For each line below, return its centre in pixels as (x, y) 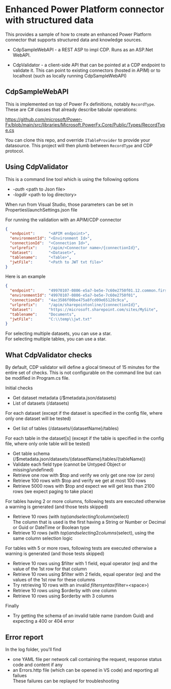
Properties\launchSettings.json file (41, 209)
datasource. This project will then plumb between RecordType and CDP (79, 145)
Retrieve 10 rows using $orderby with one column (65, 591)
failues (20, 675)
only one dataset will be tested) (38, 418)
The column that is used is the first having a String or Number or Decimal (89, 522)
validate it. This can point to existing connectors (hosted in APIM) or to (87, 70)
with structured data (49, 20)
